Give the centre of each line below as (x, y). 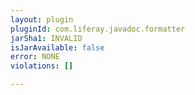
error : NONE (35, 57)
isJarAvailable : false (57, 47)
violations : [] (42, 66)
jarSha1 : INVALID (46, 38)
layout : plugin (42, 19)
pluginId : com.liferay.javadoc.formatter (98, 29)
